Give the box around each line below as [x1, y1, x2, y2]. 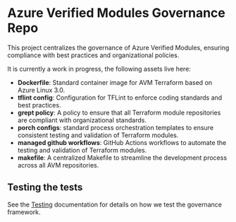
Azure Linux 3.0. [17, 86, 66, 94]
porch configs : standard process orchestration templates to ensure [17, 123, 213, 132]
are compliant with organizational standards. [17, 115, 147, 124]
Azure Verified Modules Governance [7, 5, 225, 21]
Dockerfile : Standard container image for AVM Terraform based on [17, 78, 213, 86]
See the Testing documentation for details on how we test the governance [7, 200, 222, 209]
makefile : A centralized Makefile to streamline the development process [17, 153, 228, 162]
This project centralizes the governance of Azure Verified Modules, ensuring [7, 43, 230, 52]
